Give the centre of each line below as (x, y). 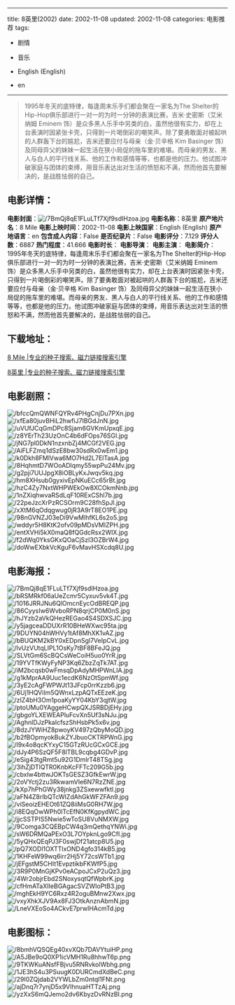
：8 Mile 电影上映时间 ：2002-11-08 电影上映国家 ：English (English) (111, 227)
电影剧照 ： (30, 396)
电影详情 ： (30, 200)
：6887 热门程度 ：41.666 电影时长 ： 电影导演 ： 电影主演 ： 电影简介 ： (114, 244)
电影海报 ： (30, 571)
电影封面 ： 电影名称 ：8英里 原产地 (113, 219)
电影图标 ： (30, 932)
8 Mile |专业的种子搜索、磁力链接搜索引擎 (67, 357)
